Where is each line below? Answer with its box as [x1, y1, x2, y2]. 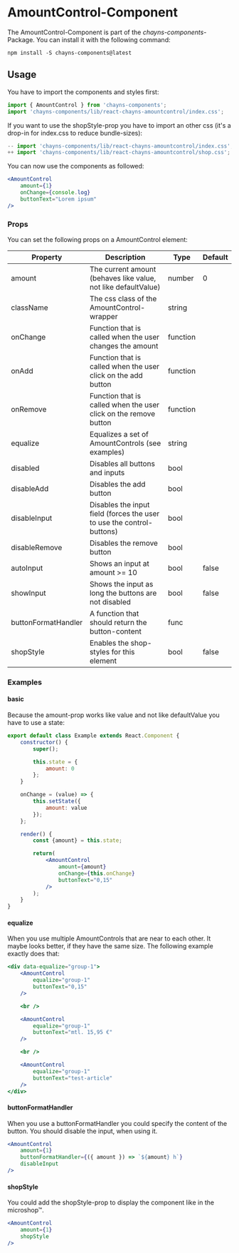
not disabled [89, 597, 132, 607]
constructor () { [20, 739, 69, 746]
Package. [7, 35, 36, 44]
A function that [89, 608, 139, 618]
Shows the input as [89, 579, 154, 589]
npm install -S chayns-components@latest [7, 49, 132, 56]
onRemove [11, 404, 47, 414]
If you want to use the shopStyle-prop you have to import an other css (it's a [7, 121, 231, 129]
